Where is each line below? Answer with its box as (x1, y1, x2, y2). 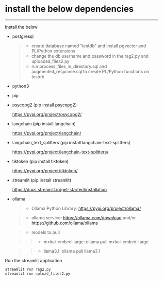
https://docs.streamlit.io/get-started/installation (12, 186, 107, 192)
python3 (12, 83, 29, 89)
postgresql (12, 33, 34, 39)
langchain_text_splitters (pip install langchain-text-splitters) (12, 139, 130, 145)
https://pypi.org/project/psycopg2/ (12, 111, 82, 117)
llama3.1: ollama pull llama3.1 (43, 248, 100, 254)
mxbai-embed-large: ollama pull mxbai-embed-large (43, 239, 149, 245)
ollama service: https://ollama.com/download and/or (31, 215, 136, 220)
